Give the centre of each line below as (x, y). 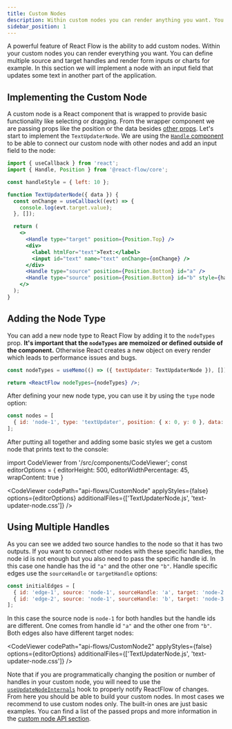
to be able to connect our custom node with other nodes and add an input (112, 143)
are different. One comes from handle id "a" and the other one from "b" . (109, 626)
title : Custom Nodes (37, 13)
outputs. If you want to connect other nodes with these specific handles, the (116, 551)
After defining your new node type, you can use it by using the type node (111, 396)
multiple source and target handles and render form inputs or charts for (109, 61)
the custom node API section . (49, 719)
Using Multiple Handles (58, 527)
